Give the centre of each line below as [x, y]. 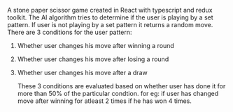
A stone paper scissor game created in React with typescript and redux [110, 10]
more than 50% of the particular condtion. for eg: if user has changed [118, 94]
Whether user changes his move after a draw [83, 73]
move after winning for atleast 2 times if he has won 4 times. [105, 101]
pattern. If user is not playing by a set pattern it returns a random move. [110, 25]
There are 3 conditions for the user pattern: [70, 32]
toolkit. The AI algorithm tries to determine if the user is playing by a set [110, 17]
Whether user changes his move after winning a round [96, 46]
